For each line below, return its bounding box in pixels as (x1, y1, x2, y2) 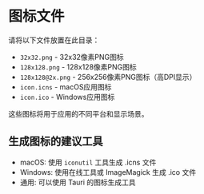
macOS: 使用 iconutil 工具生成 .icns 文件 (19, 157, 157, 167)
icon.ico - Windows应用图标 (19, 92, 115, 101)
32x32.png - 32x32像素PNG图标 (19, 52, 124, 61)
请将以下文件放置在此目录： (8, 35, 100, 45)
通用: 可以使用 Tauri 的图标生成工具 (19, 177, 136, 187)
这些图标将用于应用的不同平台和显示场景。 (8, 109, 149, 118)
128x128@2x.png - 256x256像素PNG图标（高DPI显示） (19, 72, 197, 81)
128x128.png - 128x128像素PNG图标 (19, 61, 138, 72)
